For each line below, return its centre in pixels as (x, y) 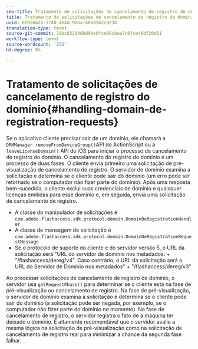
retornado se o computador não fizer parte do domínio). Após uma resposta (98, 182)
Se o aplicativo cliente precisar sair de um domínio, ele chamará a (86, 138)
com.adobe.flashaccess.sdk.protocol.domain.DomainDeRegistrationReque (103, 236)
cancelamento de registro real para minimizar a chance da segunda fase (94, 334)
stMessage (27, 242)
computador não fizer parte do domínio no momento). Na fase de (85, 309)
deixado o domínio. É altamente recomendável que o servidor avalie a (91, 321)
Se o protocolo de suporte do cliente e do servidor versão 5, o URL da (100, 248)
